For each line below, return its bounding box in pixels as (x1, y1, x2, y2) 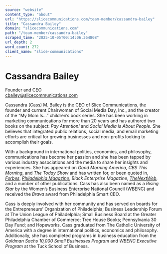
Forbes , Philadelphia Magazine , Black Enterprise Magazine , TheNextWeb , (5, 175, 158, 181)
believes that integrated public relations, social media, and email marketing (5, 128, 159, 135)
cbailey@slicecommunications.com (5, 92, 78, 98)
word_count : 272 (5, 44, 39, 49)
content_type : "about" (5, 12, 52, 17)
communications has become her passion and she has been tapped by (5, 154, 151, 160)
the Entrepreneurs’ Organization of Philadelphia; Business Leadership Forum (5, 206, 162, 212)
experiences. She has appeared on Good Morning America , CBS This (5, 165, 148, 171)
